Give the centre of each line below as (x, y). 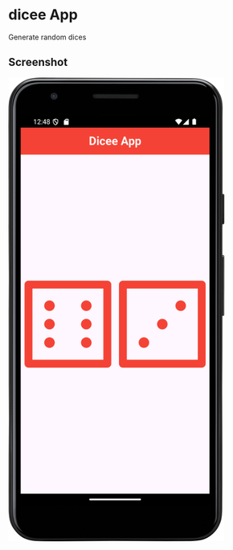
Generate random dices (47, 37)
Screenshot (38, 62)
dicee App (43, 15)
